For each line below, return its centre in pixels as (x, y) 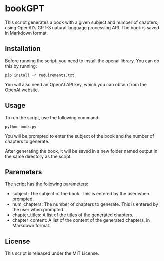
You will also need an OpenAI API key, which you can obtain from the (76, 84)
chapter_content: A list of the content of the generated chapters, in (81, 220)
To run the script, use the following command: (52, 117)
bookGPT (25, 9)
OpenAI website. (22, 90)
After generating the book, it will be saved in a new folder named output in (81, 151)
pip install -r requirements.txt (40, 75)
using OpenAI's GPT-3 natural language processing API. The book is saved (82, 27)
